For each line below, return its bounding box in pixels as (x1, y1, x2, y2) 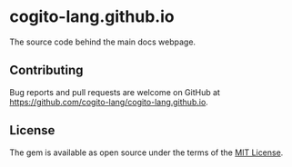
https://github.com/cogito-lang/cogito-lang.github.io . (9, 96, 209, 107)
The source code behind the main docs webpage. (9, 36, 196, 47)
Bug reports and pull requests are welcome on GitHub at (9, 86, 221, 97)
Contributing (9, 63, 84, 78)
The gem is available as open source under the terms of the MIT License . (9, 147, 284, 158)
